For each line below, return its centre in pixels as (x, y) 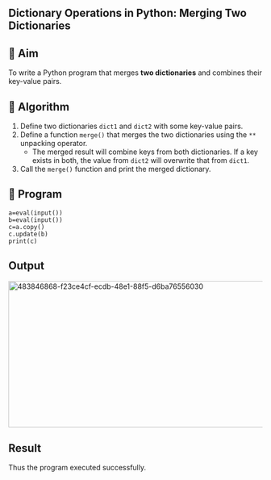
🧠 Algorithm (39, 107)
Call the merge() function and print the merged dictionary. (115, 169)
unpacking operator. (54, 144)
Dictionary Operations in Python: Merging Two (128, 13)
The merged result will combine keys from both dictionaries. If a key (145, 152)
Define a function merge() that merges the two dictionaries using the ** (138, 135)
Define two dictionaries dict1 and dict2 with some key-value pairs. (131, 126)
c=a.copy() (27, 227)
